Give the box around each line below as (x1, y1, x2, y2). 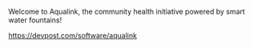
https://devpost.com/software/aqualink (8, 31, 138, 40)
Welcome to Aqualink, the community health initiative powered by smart (8, 7, 246, 16)
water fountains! (8, 15, 62, 25)
